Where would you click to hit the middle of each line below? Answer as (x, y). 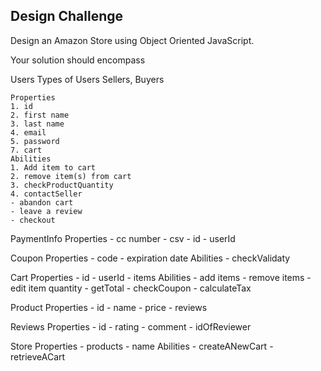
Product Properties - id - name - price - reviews (109, 307)
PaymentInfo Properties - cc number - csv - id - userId (123, 238)
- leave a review (46, 211)
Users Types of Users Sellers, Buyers (87, 79)
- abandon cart (42, 202)
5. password (35, 141)
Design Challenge (66, 16)
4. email (28, 132)
